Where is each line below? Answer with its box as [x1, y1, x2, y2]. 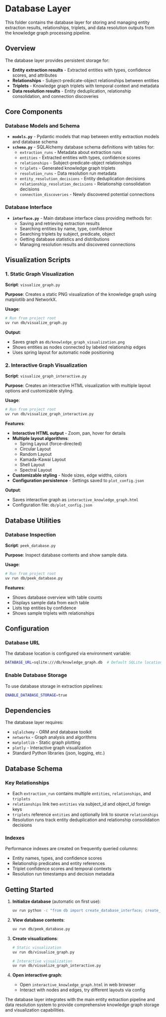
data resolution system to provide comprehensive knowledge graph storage [5, 1002, 160, 1008]
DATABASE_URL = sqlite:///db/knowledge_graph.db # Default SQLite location [5, 660, 163, 665]
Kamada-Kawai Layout [19, 456, 66, 463]
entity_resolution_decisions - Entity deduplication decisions [19, 176, 145, 182]
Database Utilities [5, 516, 61, 525]
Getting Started [5, 885, 54, 894]
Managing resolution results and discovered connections [19, 241, 136, 247]
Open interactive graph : [12, 972, 63, 978]
